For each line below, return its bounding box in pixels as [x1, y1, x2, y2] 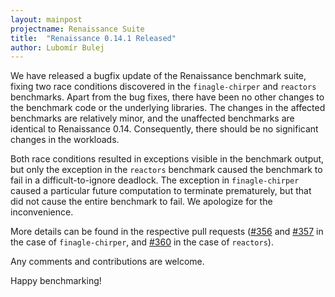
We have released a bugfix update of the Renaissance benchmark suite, [10, 70, 307, 82]
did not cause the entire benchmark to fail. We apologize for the [10, 196, 273, 208]
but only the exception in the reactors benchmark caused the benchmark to [10, 164, 323, 176]
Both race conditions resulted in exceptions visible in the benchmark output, [10, 153, 325, 165]
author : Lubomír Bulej [10, 42, 105, 53]
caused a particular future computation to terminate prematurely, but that [10, 185, 312, 197]
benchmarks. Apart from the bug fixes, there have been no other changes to [10, 91, 325, 103]
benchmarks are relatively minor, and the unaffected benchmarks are [10, 112, 295, 125]
